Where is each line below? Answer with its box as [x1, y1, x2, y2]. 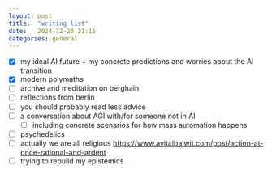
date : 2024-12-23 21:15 [8, 27, 96, 35]
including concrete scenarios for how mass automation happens [32, 120, 248, 129]
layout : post [8, 11, 53, 20]
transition [19, 66, 53, 75]
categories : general [8, 34, 79, 43]
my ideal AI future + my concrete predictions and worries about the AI [19, 57, 254, 66]
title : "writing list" [8, 19, 89, 28]
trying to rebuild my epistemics [19, 155, 124, 166]
